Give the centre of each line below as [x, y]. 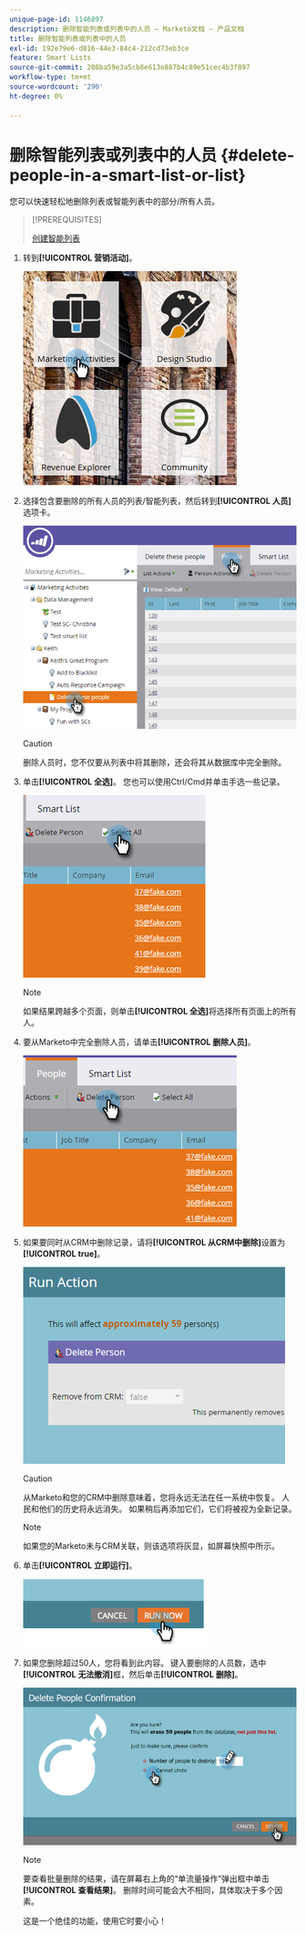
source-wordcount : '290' [56, 87]
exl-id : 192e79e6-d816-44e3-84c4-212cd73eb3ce [99, 48]
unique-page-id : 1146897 [56, 19]
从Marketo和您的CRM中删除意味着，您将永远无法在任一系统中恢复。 [151, 1498]
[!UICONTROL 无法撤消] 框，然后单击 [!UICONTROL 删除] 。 [133, 1675]
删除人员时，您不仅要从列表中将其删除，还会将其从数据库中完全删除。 [154, 762]
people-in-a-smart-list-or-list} [127, 175]
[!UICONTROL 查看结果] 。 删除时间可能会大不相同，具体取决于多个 [148, 1889]
